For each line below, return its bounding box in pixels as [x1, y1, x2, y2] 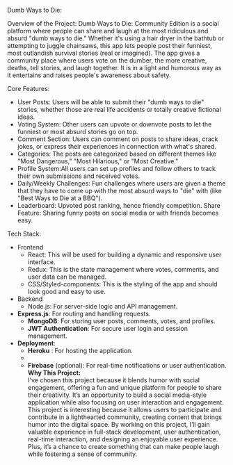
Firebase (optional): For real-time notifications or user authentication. [27, 361, 227, 369]
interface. [27, 258, 56, 266]
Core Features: [7, 85, 50, 92]
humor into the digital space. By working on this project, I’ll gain [27, 421, 210, 428]
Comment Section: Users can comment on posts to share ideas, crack [17, 135, 218, 143]
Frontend [17, 243, 44, 251]
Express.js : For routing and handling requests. [17, 309, 151, 318]
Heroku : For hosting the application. [27, 347, 134, 354]
